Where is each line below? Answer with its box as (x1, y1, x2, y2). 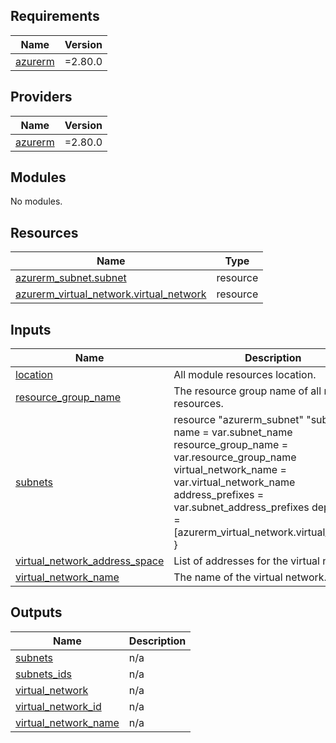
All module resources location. (173, 368, 317, 382)
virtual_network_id (15, 699, 102, 713)
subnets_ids (15, 667, 72, 681)
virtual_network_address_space (15, 554, 165, 568)
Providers (10, 89, 73, 106)
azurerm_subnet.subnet (15, 271, 127, 285)
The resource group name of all (173, 384, 322, 398)
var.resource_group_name (173, 450, 297, 464)
